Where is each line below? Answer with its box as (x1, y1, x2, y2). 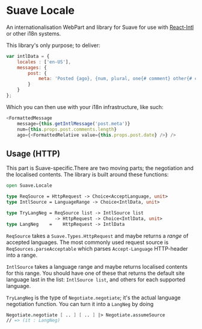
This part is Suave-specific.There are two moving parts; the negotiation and (6, 164, 194, 172)
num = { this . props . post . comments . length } (17, 126, 117, 133)
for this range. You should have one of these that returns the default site (6, 269, 185, 277)
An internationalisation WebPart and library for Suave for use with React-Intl (6, 23, 194, 31)
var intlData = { (6, 53, 50, 59)
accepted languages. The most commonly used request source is (6, 239, 169, 246)
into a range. (6, 251, 38, 258)
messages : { (17, 64, 47, 70)
